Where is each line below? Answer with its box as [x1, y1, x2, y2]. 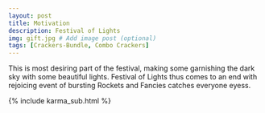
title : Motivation [8, 19, 70, 27]
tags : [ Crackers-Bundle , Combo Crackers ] [8, 42, 150, 50]
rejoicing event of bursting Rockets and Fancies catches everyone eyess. [8, 81, 251, 91]
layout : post [8, 11, 52, 20]
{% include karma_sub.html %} [8, 96, 111, 106]
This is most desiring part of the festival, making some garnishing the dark [8, 63, 255, 73]
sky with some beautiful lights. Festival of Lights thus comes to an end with [8, 72, 258, 82]
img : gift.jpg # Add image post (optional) [8, 34, 157, 42]
